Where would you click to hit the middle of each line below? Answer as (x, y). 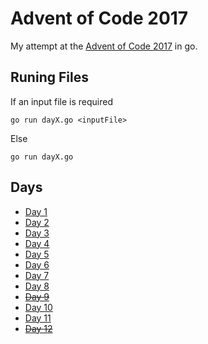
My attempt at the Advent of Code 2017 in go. (104, 46)
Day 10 (38, 307)
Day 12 (38, 328)
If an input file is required (61, 101)
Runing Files (49, 77)
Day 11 (38, 318)
